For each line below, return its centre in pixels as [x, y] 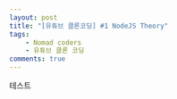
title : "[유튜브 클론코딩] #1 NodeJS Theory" [89, 26]
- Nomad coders [54, 42]
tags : [19, 34]
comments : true [38, 59]
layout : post [34, 17]
